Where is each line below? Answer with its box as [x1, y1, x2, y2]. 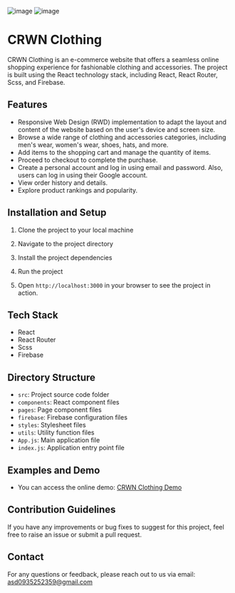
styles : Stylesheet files [17, 421, 87, 430]
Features [7, 98, 48, 111]
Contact [7, 551, 44, 563]
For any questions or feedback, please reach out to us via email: [7, 569, 196, 578]
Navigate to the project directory [17, 239, 114, 248]
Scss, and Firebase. [7, 78, 66, 86]
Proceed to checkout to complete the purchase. [17, 156, 158, 164]
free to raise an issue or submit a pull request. [7, 530, 142, 539]
